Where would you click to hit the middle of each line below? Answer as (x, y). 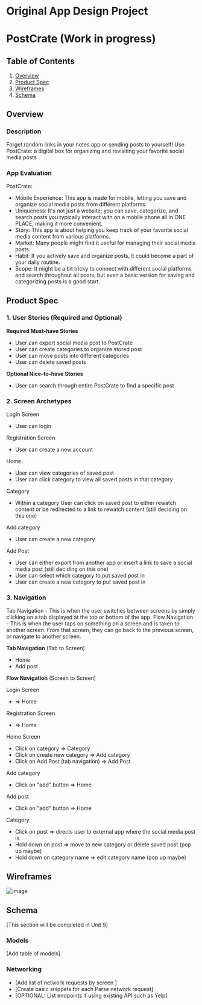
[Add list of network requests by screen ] (66, 983)
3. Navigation (26, 598)
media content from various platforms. (62, 237)
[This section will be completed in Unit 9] (57, 925)
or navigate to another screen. (44, 636)
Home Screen (23, 737)
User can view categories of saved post (65, 473)
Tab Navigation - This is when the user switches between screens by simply (101, 611)
